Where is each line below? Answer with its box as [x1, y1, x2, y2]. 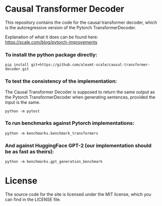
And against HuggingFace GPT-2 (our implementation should [5, 142, 152, 149]
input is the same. [5, 99, 41, 105]
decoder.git [5, 67, 29, 71]
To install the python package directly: [5, 51, 98, 58]
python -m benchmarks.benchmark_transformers [5, 131, 98, 136]
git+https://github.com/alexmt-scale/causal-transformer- [30, 62, 150, 68]
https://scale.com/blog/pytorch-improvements [5, 39, 98, 45]
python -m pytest [5, 108, 40, 114]
